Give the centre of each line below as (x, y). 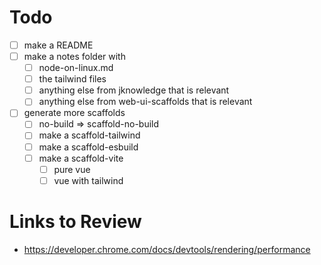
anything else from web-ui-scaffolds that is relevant (145, 102)
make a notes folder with (74, 56)
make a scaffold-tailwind (89, 135)
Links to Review (75, 221)
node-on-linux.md (76, 68)
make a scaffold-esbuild (88, 147)
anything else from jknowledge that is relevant (134, 90)
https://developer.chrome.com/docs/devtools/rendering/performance (167, 249)
